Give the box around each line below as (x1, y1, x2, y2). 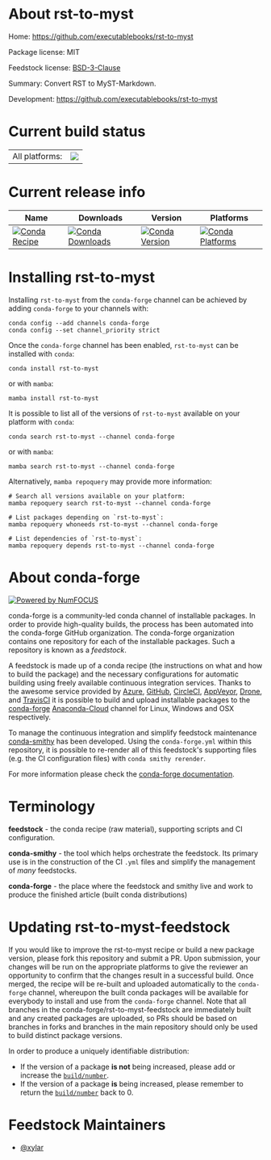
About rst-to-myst (8, 5, 135, 23)
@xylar (19, 1142, 44, 1152)
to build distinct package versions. (8, 1030, 123, 1040)
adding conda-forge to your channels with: (8, 304, 149, 313)
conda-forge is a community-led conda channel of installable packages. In (8, 610, 256, 620)
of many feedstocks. (8, 865, 77, 875)
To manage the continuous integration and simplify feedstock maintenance (8, 727, 257, 737)
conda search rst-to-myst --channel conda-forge (8, 433, 175, 441)
